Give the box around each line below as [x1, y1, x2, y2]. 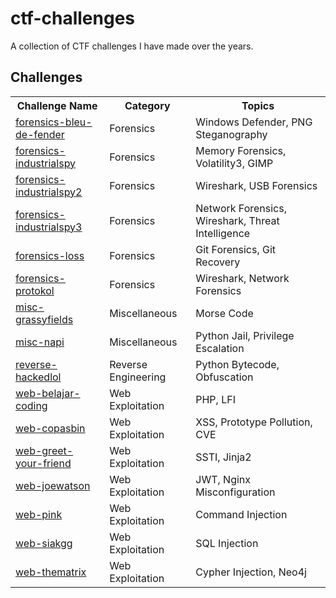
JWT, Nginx [195, 472, 251, 486]
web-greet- [15, 443, 74, 457]
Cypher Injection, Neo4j [195, 565, 307, 579]
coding [15, 398, 48, 412]
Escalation [195, 341, 245, 355]
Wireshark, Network [195, 271, 290, 285]
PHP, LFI [195, 392, 236, 406]
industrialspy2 [15, 185, 83, 199]
